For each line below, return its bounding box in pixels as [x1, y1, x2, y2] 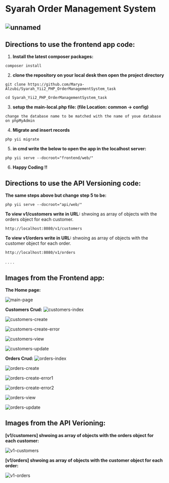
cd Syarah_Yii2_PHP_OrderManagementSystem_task [5, 95, 107, 100]
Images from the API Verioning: [5, 419, 106, 427]
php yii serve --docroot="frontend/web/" [5, 155, 94, 160]
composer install [5, 64, 42, 69]
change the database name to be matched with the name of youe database [5, 114, 161, 119]
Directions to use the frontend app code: [5, 40, 135, 48]
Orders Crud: [5, 355, 34, 361]
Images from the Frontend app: [5, 274, 105, 282]
